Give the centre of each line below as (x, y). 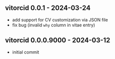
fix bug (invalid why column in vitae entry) (54, 25)
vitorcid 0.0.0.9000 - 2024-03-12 (58, 40)
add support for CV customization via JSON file (60, 20)
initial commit (25, 52)
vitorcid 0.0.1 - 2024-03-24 (48, 8)
